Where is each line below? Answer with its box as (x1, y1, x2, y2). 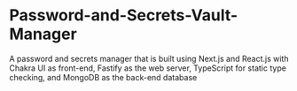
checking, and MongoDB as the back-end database (9, 72, 198, 82)
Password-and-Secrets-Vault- (9, 5, 238, 26)
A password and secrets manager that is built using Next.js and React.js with (9, 53, 289, 64)
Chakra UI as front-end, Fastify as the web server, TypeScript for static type (9, 63, 286, 73)
